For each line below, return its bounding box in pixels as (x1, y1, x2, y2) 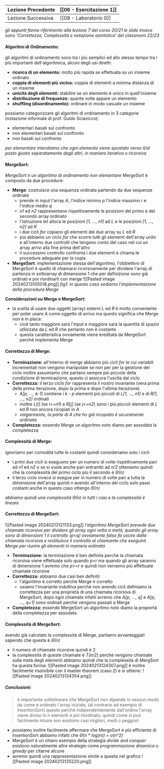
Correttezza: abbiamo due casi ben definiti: (12, 573, 101, 580)
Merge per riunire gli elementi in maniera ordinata (5, 543, 105, 549)
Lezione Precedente (7, 6, 55, 13)
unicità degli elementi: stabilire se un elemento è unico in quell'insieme (12, 91, 157, 96)
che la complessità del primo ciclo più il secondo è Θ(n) (12, 469, 125, 475)
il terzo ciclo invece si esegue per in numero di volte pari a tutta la (12, 474, 145, 480)
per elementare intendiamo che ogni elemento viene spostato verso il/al (5, 145, 150, 151)
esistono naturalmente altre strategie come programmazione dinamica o (12, 743, 159, 749)
